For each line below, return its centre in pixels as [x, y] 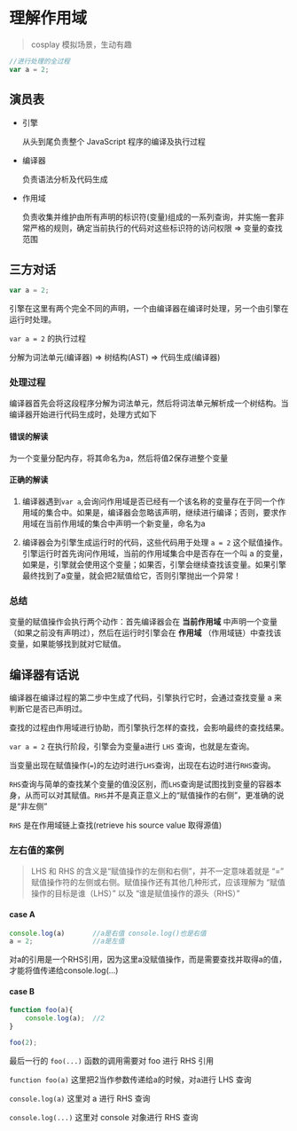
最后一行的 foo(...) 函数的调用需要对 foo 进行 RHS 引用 [112, 1060]
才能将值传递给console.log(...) [64, 970]
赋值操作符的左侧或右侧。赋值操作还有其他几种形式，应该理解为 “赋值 [158, 883]
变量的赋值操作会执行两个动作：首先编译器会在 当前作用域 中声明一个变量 [143, 622]
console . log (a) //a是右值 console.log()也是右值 [108, 933]
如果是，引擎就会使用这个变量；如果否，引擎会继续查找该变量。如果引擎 [154, 564]
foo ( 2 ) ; [23, 1043]
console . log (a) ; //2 [65, 1018]
